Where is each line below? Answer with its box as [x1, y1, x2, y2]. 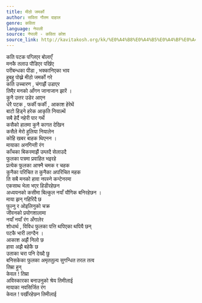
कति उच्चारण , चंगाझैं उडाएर [6, 81, 60, 87]
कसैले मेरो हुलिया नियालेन [6, 128, 54, 135]
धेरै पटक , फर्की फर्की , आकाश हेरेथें [6, 101, 75, 108]
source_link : [6, 37, 39, 43]
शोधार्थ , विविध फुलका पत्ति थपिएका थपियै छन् [6, 223, 92, 230]
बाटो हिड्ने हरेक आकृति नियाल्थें [6, 108, 66, 114]
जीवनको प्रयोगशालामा [6, 209, 46, 216]
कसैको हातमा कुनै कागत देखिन [6, 121, 64, 128]
